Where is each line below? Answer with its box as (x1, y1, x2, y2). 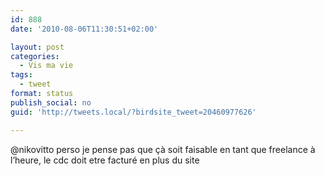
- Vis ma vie (19, 61, 74, 71)
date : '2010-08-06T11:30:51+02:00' (10, 24, 159, 34)
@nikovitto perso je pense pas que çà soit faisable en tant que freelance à (10, 143, 316, 155)
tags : (10, 70, 33, 80)
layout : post (10, 42, 65, 52)
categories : (10, 51, 60, 61)
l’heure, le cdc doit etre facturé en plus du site (10, 154, 200, 166)
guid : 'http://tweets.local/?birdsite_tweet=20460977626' (10, 107, 257, 117)
